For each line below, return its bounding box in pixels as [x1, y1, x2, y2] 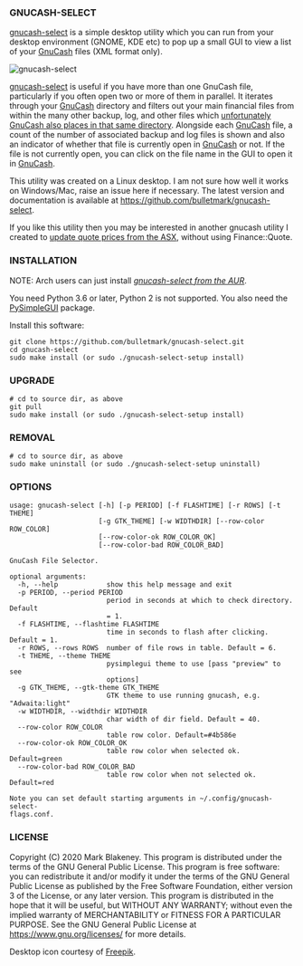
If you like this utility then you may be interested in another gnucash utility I [9, 222, 289, 233]
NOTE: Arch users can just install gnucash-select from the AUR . [9, 274, 247, 286]
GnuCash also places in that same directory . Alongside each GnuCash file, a [9, 120, 293, 130]
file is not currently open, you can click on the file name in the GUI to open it [9, 148, 293, 159]
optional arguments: [9, 572, 88, 581]
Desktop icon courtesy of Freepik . [9, 946, 137, 957]
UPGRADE [9, 374, 55, 387]
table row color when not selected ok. [106, 770, 257, 779]
